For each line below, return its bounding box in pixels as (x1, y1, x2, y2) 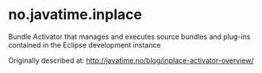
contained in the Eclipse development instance (8, 40, 161, 49)
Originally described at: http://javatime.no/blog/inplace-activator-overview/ (8, 56, 254, 65)
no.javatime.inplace (8, 6, 143, 24)
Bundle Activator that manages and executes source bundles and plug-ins (8, 32, 251, 41)
